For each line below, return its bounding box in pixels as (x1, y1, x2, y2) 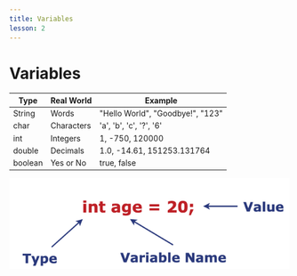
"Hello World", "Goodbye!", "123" (99, 108, 224, 119)
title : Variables (9, 14, 74, 23)
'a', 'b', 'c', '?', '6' (99, 120, 163, 131)
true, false (99, 158, 136, 168)
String (12, 108, 36, 119)
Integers (50, 133, 82, 143)
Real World (50, 94, 92, 106)
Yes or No (50, 158, 87, 168)
